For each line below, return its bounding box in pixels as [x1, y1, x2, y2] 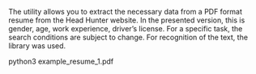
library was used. [8, 41, 66, 51]
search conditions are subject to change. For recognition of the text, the [8, 32, 249, 42]
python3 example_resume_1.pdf [8, 56, 114, 66]
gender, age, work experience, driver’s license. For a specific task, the [8, 24, 243, 33]
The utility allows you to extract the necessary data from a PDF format [8, 7, 243, 16]
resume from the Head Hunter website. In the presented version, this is [8, 15, 245, 25]
